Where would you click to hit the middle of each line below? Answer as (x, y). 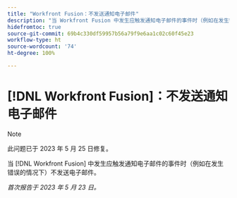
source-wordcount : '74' (42, 47)
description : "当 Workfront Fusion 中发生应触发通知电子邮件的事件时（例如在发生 (118, 20)
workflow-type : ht (34, 40)
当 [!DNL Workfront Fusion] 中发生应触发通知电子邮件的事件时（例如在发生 (116, 163)
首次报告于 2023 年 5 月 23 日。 (54, 187)
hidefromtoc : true (34, 27)
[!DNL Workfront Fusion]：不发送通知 (117, 97)
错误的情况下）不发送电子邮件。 (54, 172)
